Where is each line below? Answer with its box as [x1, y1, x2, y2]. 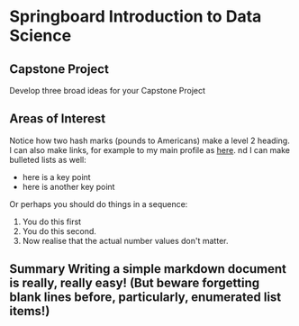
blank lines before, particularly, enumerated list [9, 290, 282, 305]
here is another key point [22, 181, 115, 192]
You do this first [22, 216, 82, 227]
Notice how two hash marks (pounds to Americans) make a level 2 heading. [9, 135, 290, 146]
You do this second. [22, 225, 97, 236]
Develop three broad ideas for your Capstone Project [9, 86, 205, 95]
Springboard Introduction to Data [9, 6, 262, 27]
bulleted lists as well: [9, 154, 87, 165]
